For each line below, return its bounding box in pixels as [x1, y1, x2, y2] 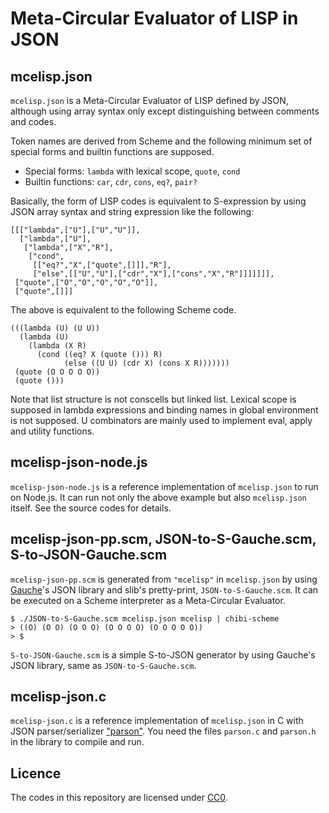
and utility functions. [10, 425, 95, 437]
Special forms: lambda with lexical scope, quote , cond [24, 165, 241, 177]
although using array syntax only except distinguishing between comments [10, 105, 320, 117]
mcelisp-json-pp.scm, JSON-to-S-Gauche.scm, [10, 531, 317, 548]
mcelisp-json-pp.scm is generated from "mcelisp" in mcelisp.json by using [10, 573, 318, 585]
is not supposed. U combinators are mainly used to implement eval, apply [10, 415, 313, 426]
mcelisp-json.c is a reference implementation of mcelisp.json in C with [10, 715, 304, 727]
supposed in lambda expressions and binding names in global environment [10, 404, 319, 416]
